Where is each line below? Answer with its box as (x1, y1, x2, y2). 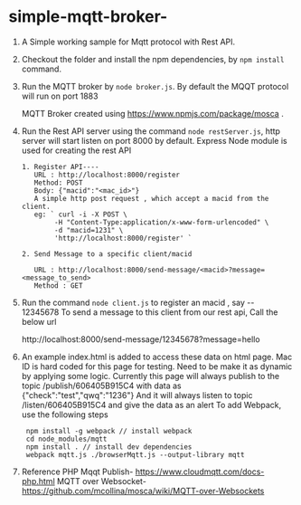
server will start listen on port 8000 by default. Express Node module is (21, 135, 287, 146)
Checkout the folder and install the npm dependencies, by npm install (21, 53, 285, 64)
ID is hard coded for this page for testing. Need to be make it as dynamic (21, 360, 293, 372)
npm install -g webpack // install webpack (25, 426, 193, 435)
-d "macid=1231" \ (54, 225, 124, 234)
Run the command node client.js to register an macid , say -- (21, 297, 255, 308)
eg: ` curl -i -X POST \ (33, 210, 127, 219)
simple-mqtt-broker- (8, 6, 168, 27)
